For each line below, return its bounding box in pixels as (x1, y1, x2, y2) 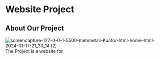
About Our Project (5, 24, 64, 33)
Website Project (5, 4, 75, 15)
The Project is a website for (5, 48, 63, 54)
